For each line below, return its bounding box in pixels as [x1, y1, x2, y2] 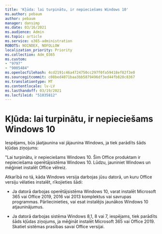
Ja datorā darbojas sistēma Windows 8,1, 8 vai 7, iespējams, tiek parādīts [12, 214, 158, 219]
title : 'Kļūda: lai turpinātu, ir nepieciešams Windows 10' [5, 7, 129, 12]
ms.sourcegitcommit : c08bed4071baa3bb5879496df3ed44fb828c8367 [5, 75, 135, 79]
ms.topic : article [5, 34, 42, 39]
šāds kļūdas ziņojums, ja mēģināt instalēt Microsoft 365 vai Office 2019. [12, 218, 155, 224]
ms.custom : [5, 57, 27, 62]
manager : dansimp [5, 20, 40, 26]
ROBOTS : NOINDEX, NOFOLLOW [5, 43, 59, 48]
